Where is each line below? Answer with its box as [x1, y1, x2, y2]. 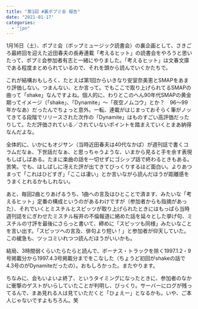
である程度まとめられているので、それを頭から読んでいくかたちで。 [6, 64, 171, 71]
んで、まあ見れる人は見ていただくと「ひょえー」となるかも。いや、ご [16, 290, 187, 297]
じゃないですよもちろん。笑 [11, 297, 79, 304]
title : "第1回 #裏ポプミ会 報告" [6, 8, 81, 15]
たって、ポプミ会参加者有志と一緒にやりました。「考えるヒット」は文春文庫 [6, 57, 190, 64]
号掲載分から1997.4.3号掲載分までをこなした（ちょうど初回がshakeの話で [6, 255, 186, 262]
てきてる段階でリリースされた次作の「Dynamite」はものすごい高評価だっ [6, 113, 184, 121]
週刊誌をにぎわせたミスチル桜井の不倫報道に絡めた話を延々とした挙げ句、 [6, 213, 187, 220]
